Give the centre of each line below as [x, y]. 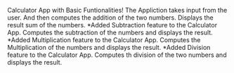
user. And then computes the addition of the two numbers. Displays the [110, 18]
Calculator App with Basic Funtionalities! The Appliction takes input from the [117, 10]
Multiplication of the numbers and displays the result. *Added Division [109, 47]
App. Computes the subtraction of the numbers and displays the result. [110, 32]
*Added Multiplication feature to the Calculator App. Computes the [104, 40]
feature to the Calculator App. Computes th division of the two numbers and [117, 55]
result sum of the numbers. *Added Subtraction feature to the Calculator [112, 25]
